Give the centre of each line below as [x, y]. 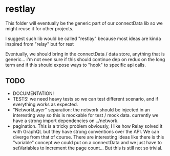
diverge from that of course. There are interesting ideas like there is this [88, 137]
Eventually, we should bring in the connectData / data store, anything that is [85, 54]
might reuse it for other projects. [39, 28]
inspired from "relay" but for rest [40, 44]
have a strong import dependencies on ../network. [66, 121]
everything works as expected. [45, 104]
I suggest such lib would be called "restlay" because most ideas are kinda [83, 38]
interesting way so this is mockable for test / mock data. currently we [86, 115]
